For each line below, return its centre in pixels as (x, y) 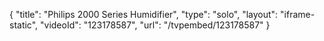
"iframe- (298, 14)
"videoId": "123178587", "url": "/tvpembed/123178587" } (155, 25)
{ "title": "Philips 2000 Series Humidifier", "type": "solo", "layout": (144, 14)
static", (24, 25)
